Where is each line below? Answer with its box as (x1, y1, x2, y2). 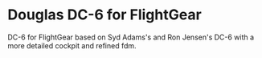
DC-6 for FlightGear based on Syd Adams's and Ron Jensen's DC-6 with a (7, 32, 255, 42)
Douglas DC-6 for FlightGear (7, 6, 202, 24)
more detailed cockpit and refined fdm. (7, 40, 137, 50)
